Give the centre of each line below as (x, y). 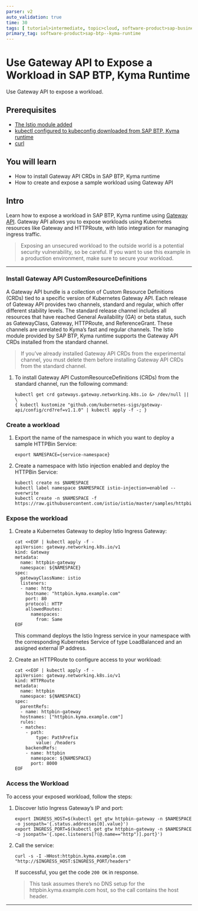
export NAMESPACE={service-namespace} (62, 455)
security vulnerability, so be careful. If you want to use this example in (105, 252)
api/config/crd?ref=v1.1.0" (49, 410)
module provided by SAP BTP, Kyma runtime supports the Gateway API (92, 336)
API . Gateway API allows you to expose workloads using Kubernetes (89, 222)
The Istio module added (43, 124)
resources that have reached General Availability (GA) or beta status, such (96, 317)
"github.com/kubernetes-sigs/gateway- (115, 405)
